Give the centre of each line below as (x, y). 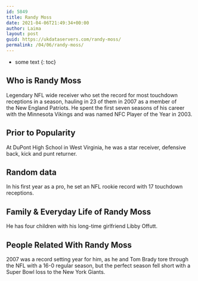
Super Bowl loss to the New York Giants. (56, 271)
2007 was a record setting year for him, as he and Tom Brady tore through (98, 259)
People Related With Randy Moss (69, 245)
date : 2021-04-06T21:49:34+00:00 (48, 23)
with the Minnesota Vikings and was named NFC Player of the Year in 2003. (99, 114)
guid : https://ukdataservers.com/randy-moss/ (64, 39)
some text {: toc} (35, 62)
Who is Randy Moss (44, 81)
